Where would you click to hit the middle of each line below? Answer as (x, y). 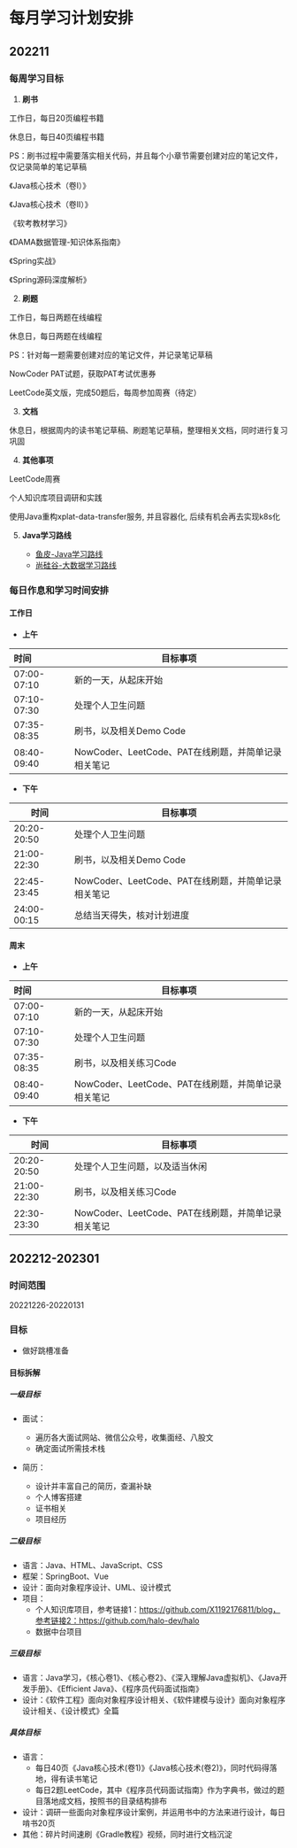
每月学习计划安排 (72, 18)
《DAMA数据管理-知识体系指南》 (67, 242)
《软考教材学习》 (40, 223)
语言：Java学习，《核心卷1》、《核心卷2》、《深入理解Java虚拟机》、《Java (151, 1677)
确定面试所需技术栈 (70, 1448)
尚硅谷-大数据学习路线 (76, 565)
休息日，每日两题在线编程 (56, 336)
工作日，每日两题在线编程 (56, 317)
